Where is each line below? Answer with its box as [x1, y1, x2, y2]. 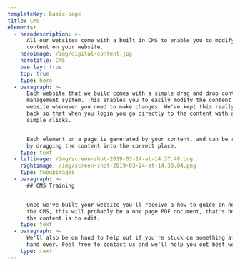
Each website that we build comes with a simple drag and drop [26, 90, 219, 97]
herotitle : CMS [20, 57, 66, 64]
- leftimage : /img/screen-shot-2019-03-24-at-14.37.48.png [14, 155, 194, 163]
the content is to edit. [26, 215, 101, 222]
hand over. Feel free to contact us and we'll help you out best [26, 241, 225, 248]
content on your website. [26, 44, 104, 51]
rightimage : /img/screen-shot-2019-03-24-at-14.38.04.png [20, 162, 196, 170]
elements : [7, 24, 37, 31]
